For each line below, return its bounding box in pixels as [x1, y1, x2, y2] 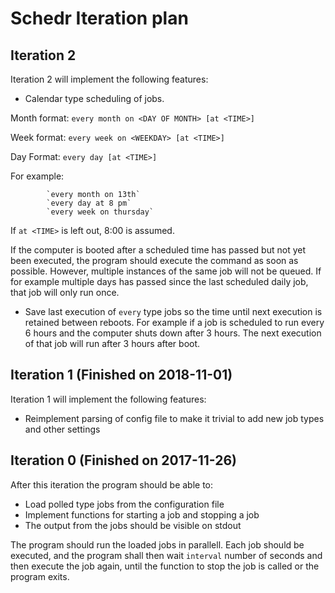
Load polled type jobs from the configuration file [24, 498, 225, 510]
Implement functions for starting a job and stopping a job [24, 508, 260, 521]
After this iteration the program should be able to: [10, 478, 214, 491]
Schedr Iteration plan [10, 7, 189, 30]
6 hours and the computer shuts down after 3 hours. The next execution [24, 327, 322, 339]
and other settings [24, 423, 101, 435]
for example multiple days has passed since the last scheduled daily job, [10, 276, 309, 287]
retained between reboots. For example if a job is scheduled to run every [24, 317, 325, 328]
